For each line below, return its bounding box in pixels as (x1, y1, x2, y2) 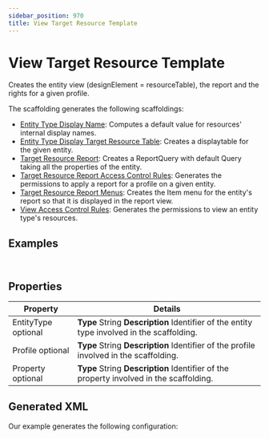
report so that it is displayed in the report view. (19, 196, 174, 206)
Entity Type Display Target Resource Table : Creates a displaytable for (19, 137, 249, 147)
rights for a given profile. (8, 89, 90, 99)
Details (153, 304, 181, 315)
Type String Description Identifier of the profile (77, 340, 255, 351)
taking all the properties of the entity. (19, 162, 143, 172)
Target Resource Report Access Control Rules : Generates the (19, 171, 223, 180)
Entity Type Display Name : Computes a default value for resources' (19, 119, 243, 129)
